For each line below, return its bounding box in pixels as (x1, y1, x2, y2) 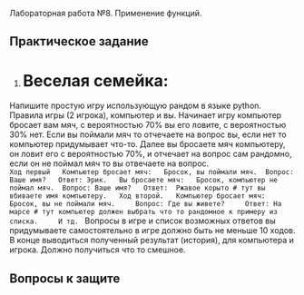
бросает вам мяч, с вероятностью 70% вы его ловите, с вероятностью (9, 120, 287, 131)
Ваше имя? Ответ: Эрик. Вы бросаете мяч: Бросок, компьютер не (9, 176, 279, 185)
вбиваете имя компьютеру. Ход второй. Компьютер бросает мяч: (9, 192, 266, 201)
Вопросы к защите (9, 270, 121, 286)
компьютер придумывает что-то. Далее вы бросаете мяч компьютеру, (9, 139, 286, 150)
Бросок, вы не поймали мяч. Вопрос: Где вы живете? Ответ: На (9, 200, 282, 209)
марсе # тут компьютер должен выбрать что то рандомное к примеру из (9, 208, 279, 217)
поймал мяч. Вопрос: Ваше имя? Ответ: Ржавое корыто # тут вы (9, 183, 266, 193)
